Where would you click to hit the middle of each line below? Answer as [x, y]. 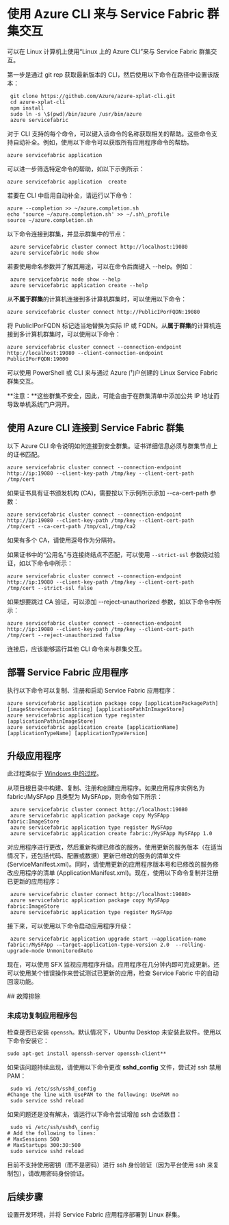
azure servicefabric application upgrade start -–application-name [108, 939]
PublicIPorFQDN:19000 [38, 359]
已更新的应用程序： [34, 882]
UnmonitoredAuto [70, 951]
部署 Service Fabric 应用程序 [68, 672]
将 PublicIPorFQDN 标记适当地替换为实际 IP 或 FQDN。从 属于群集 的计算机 [111, 325]
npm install [27, 108]
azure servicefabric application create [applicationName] [93, 727]
